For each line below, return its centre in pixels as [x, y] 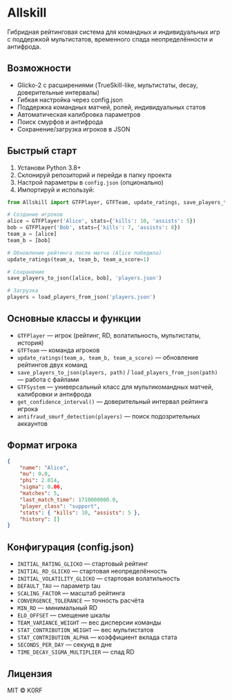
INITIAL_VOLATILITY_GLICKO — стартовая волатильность [99, 578]
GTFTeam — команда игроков [58, 350]
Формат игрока [42, 445]
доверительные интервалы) [58, 92]
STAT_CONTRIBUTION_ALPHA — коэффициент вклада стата [97, 637]
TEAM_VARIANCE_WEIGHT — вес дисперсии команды [89, 623]
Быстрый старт [42, 151]
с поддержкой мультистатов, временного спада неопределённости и [110, 39]
